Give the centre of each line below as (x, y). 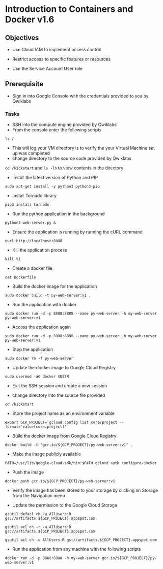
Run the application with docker (44, 305)
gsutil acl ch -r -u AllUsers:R (38, 527)
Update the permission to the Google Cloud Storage (65, 505)
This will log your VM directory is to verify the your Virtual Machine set (83, 148)
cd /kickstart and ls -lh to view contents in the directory (64, 168)
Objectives (22, 38)
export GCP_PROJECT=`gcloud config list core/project (61, 423)
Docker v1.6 (30, 19)
